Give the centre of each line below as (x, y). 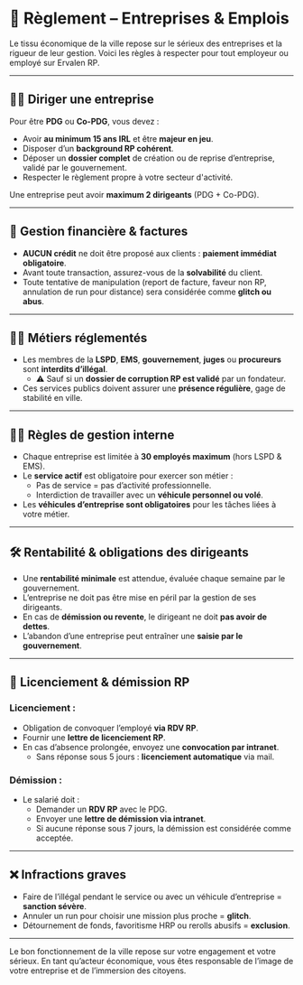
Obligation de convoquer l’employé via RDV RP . (110, 728)
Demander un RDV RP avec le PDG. (101, 809)
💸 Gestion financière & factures (99, 232)
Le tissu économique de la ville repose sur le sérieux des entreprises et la (146, 43)
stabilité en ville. (52, 398)
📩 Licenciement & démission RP (100, 682)
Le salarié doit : (51, 799)
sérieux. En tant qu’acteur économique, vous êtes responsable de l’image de (151, 961)
